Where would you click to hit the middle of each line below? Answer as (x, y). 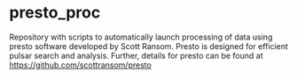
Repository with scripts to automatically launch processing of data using (141, 37)
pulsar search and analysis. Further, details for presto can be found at (136, 55)
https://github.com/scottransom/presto (81, 65)
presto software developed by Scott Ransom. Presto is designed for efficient (148, 46)
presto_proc (55, 13)
